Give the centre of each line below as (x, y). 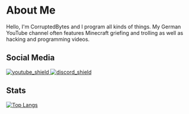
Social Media (31, 58)
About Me (31, 10)
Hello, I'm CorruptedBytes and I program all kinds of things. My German (94, 27)
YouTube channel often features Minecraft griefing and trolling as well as (95, 32)
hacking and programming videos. (48, 39)
